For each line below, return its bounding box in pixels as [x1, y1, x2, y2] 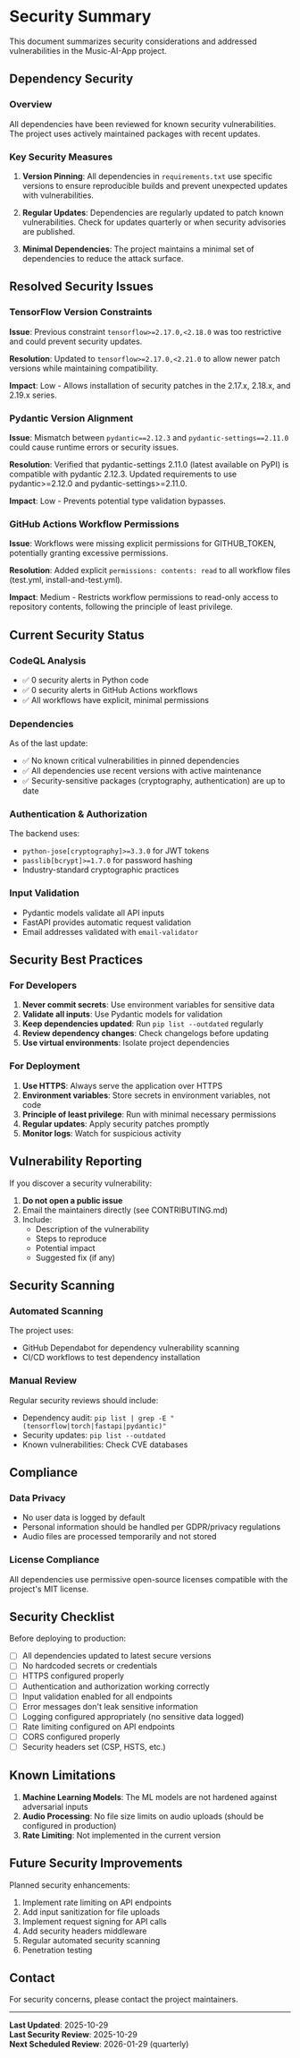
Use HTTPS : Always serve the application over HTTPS [21, 1080, 223, 1091]
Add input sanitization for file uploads [21, 1906, 161, 1917]
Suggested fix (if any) [35, 1252, 116, 1263]
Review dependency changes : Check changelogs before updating [21, 1028, 270, 1039]
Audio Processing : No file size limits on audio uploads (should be [21, 1811, 264, 1822]
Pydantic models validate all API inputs [21, 907, 165, 918]
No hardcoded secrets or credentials [21, 1660, 158, 1671]
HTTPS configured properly [21, 1670, 125, 1681]
